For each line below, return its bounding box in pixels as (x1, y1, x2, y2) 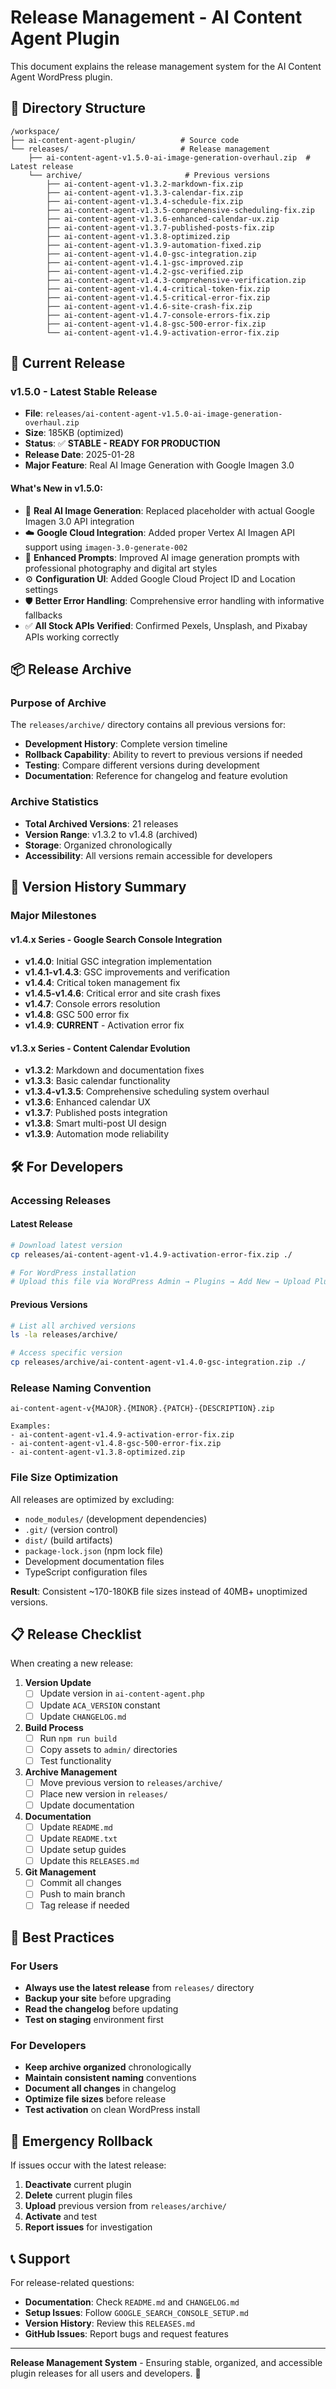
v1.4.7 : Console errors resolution (24, 998, 161, 1010)
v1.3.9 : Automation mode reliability (24, 1128, 170, 1140)
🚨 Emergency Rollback (10, 2132, 153, 2150)
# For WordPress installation (10, 1267, 137, 1278)
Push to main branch (39, 1888, 126, 1900)
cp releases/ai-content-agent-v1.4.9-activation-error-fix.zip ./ (10, 1249, 293, 1260)
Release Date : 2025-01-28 (24, 449, 135, 461)
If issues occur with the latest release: (10, 2159, 167, 2171)
